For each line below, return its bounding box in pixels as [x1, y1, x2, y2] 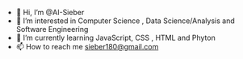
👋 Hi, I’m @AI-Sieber [15, 8, 85, 17]
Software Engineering [15, 25, 89, 33]
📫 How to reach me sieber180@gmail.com [15, 42, 159, 51]
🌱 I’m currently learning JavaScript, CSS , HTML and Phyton [15, 33, 216, 42]
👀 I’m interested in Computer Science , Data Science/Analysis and [15, 16, 236, 26]
